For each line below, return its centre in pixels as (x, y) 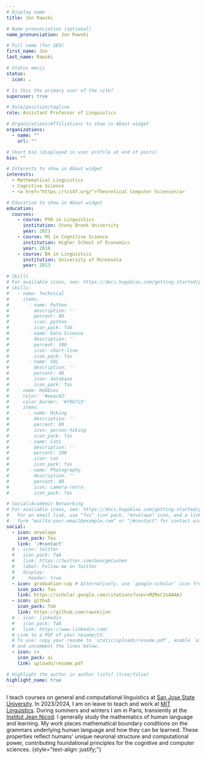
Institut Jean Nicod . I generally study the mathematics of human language (100, 717)
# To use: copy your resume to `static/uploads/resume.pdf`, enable (101, 641)
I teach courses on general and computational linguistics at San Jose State (101, 697)
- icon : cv (26, 652)
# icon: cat (33, 459)
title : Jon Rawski (30, 18)
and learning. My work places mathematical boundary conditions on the (97, 723)
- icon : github (31, 601)
